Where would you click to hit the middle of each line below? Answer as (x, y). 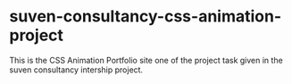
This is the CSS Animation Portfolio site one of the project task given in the (146, 60)
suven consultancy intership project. (76, 70)
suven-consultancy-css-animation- (146, 17)
